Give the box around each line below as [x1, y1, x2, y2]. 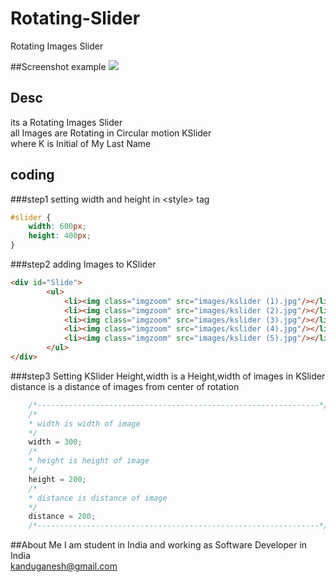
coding [10, 167, 55, 184]
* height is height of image [28, 456, 150, 466]
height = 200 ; [28, 474, 87, 484]
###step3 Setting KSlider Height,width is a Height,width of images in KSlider [10, 370, 326, 382]
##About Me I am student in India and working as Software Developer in [10, 539, 308, 551]
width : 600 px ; [28, 222, 87, 232]
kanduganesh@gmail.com [10, 560, 118, 572]
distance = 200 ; [28, 512, 97, 522]
